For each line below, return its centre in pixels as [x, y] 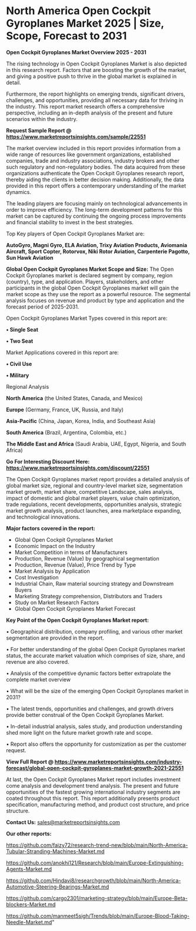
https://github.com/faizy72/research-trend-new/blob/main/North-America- [97, 845]
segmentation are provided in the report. [55, 638]
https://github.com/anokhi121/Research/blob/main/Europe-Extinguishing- [95, 863]
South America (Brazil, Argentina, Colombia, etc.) [67, 432]
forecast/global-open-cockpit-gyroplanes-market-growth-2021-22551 [95, 768]
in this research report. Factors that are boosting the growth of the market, [96, 70]
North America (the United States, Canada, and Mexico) [74, 398]
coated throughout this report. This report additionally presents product [93, 798]
